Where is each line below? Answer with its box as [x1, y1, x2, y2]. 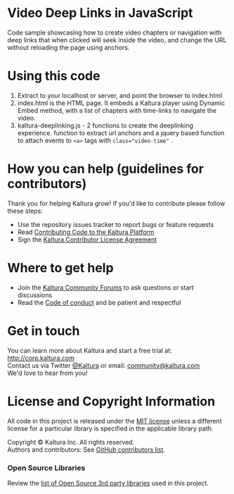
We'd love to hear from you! [7, 369, 88, 377]
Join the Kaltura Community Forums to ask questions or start [17, 283, 195, 292]
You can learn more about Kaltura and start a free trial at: [7, 346, 172, 354]
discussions [17, 290, 53, 299]
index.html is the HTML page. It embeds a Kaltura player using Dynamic [17, 99, 226, 107]
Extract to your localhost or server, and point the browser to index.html [17, 91, 223, 99]
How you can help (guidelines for [7, 161, 204, 177]
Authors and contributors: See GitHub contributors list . [7, 445, 165, 454]
